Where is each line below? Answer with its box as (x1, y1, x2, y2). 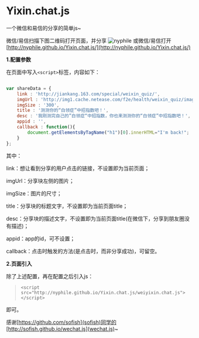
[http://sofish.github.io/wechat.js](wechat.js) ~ (6, 325, 118, 332)
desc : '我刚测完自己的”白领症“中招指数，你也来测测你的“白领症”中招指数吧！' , (17, 113, 191, 119)
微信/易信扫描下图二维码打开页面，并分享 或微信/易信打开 (6, 37, 172, 44)
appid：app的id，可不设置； (6, 235, 75, 242)
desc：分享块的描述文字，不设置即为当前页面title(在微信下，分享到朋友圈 (6, 215, 185, 222)
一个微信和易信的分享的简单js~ (6, 24, 82, 31)
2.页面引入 (6, 260, 33, 267)
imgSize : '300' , (17, 102, 60, 108)
